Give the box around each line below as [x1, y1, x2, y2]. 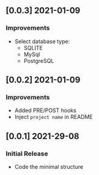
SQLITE [23, 44, 43, 51]
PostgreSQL [23, 57, 54, 64]
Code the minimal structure [14, 163, 84, 171]
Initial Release [5, 149, 48, 158]
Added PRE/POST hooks [14, 107, 77, 114]
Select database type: [14, 37, 70, 45]
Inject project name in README [14, 113, 93, 121]
